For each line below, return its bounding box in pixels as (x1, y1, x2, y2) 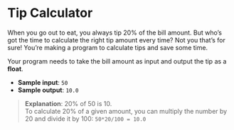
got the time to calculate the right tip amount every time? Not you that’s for (7, 35, 225, 44)
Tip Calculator (7, 5, 93, 21)
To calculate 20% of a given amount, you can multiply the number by (24, 107, 228, 115)
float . (7, 64, 23, 73)
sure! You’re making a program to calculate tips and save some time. (7, 43, 208, 52)
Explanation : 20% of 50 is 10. (24, 99, 112, 107)
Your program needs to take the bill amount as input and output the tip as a (7, 57, 227, 65)
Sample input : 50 (17, 78, 68, 86)
